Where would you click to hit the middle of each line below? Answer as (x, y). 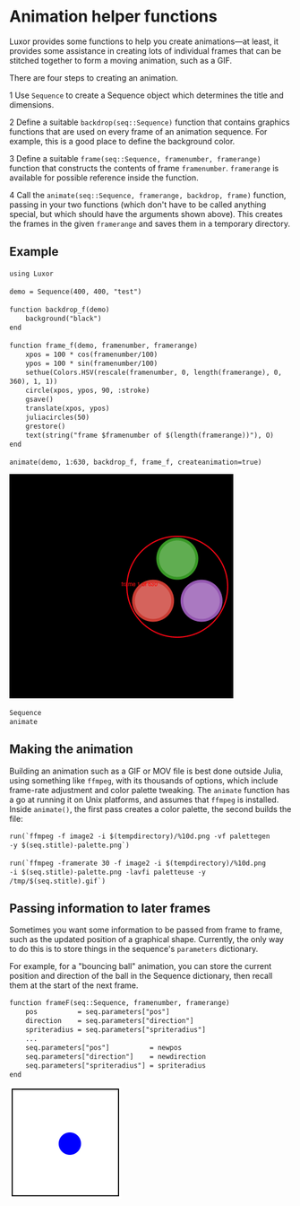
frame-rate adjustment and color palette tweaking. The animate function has (150, 790)
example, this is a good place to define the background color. (122, 141)
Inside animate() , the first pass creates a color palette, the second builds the (150, 808)
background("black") (64, 319)
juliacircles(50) (58, 417)
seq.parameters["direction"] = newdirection (116, 1057)
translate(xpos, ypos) (68, 408)
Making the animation (71, 750)
